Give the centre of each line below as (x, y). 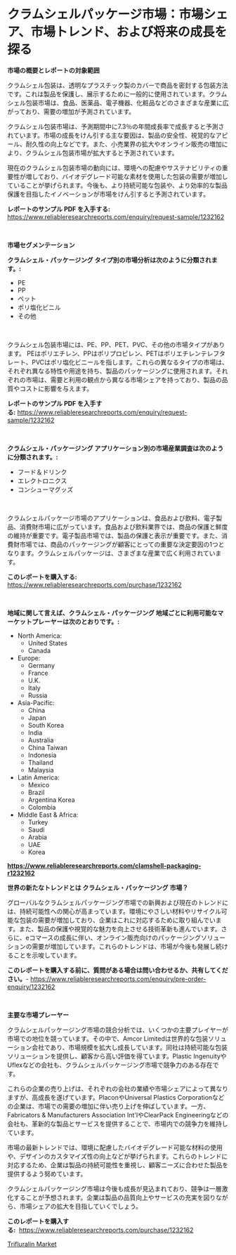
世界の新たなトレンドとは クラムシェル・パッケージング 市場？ (98, 887)
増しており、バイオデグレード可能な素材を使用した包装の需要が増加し (127, 176)
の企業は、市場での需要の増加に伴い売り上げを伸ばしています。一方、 (109, 1106)
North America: (39, 636)
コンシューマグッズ (45, 489)
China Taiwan (48, 747)
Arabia (38, 837)
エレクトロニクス (42, 480)
